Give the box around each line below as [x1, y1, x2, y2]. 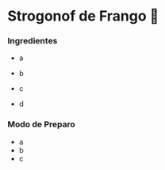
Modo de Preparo [7, 119, 76, 130]
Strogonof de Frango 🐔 [7, 7, 159, 25]
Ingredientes [7, 36, 58, 47]
